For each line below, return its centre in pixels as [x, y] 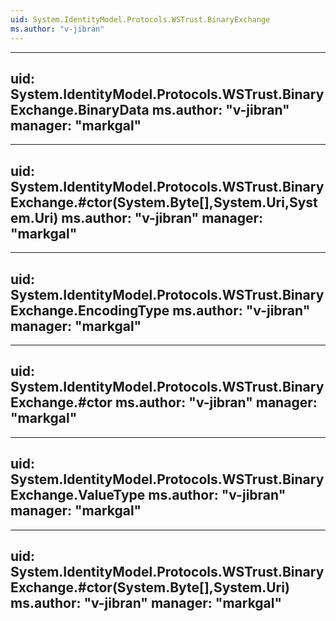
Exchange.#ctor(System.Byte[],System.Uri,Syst [164, 202]
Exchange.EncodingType [90, 310]
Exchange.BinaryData [80, 109]
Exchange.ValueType [78, 495]
